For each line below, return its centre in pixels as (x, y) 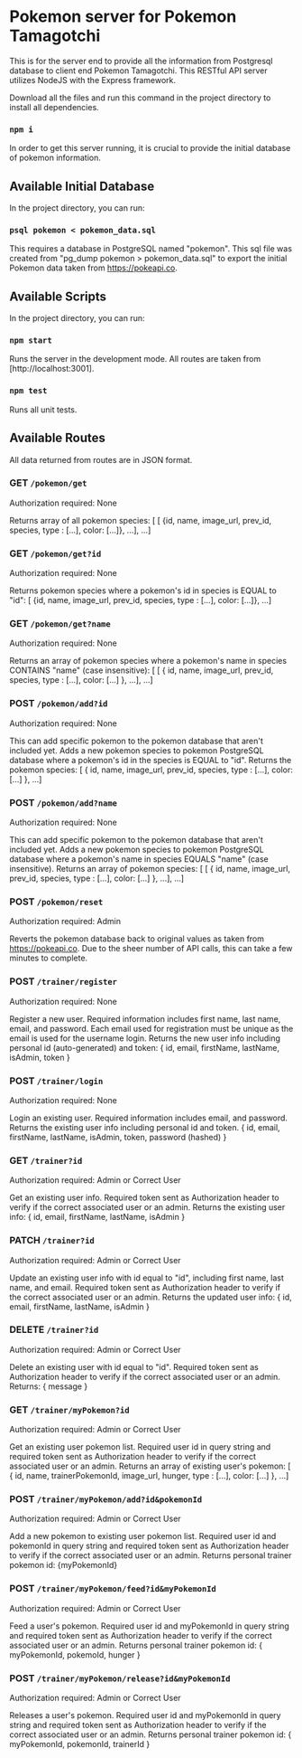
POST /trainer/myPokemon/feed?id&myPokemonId (113, 1589)
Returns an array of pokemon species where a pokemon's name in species (148, 661)
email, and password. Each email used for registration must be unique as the (151, 1028)
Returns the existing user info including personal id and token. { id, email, (145, 1127)
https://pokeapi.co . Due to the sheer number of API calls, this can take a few (151, 949)
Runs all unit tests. (43, 410)
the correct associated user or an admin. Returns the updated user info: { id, (151, 1297)
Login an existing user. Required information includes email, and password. (149, 1118)
